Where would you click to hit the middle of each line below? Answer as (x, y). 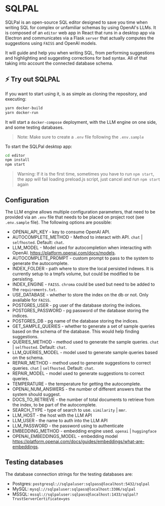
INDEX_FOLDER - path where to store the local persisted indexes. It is (83, 268)
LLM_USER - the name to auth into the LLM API (60, 420)
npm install (17, 160)
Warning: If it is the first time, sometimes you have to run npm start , (86, 174)
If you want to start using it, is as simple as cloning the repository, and (76, 94)
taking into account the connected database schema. (59, 63)
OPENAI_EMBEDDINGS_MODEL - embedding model (65, 436)
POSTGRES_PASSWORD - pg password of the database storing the (81, 310)
